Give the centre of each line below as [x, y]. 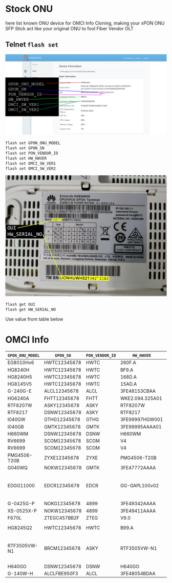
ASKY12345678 [62, 405]
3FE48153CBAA [138, 391]
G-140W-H [20, 573]
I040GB [16, 427]
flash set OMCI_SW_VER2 [31, 169]
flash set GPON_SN [25, 148]
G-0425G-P [21, 504]
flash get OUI [20, 304]
